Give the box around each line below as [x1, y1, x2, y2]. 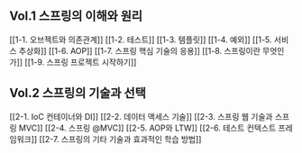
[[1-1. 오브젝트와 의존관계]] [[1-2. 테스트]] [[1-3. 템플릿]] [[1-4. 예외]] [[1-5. [9, 34, 272, 45]
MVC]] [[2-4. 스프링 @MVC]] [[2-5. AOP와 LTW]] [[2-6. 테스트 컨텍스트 [18, 122, 277, 133]
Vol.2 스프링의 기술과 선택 [9, 85, 147, 101]
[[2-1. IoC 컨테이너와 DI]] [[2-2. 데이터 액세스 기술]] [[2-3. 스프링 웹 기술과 [9, 111, 273, 121]
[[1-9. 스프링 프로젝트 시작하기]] [24, 57, 137, 67]
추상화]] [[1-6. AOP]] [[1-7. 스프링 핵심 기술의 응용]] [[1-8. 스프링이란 [18, 45, 261, 56]
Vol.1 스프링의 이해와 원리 [9, 8, 142, 24]
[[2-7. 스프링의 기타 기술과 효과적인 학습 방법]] [39, 133, 202, 144]
